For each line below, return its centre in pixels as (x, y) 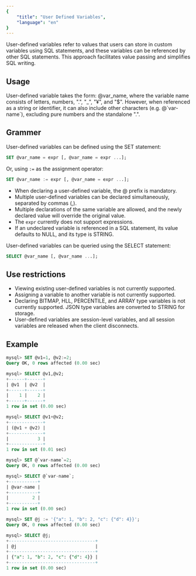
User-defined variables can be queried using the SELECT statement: (89, 245)
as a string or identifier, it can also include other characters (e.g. (83, 108)
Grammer (24, 133)
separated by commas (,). (46, 203)
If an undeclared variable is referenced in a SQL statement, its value (96, 228)
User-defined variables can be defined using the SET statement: (84, 146)
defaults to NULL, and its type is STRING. (64, 234)
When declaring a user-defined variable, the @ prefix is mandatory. (96, 190)
